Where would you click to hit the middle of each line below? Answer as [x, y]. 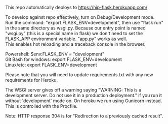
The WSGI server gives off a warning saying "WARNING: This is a [73, 90]
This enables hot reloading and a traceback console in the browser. [75, 44]
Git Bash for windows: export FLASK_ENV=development [64, 59]
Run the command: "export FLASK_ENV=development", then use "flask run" [84, 23]
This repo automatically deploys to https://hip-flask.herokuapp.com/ [76, 7]
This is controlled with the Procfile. [41, 106]
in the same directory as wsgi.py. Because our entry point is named [75, 28]
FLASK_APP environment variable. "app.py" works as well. [66, 39]
